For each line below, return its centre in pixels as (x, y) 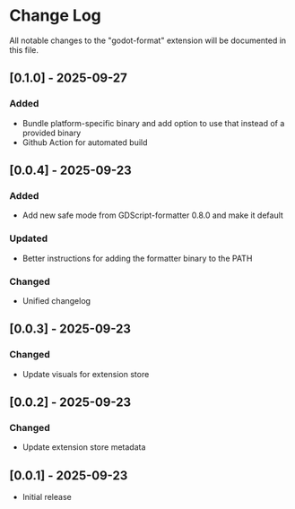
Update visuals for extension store (86, 374)
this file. (24, 49)
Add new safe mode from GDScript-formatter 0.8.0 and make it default (153, 215)
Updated (28, 238)
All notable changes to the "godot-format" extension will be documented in (148, 40)
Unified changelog (56, 300)
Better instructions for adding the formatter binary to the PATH (137, 258)
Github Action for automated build (85, 142)
